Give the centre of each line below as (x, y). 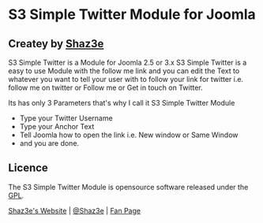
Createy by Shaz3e (56, 44)
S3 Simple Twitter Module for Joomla (132, 15)
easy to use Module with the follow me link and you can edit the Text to (124, 71)
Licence (28, 168)
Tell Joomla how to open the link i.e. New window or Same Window (129, 135)
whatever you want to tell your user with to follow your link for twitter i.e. (126, 79)
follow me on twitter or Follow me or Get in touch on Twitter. (105, 87)
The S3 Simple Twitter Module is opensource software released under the (128, 187)
